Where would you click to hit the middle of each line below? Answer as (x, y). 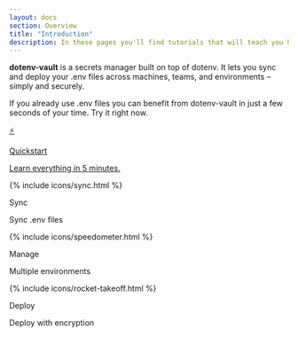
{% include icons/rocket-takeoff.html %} (83, 288)
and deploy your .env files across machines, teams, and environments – (140, 77)
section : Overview (43, 26)
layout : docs (33, 17)
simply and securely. (47, 86)
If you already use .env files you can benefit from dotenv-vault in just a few (146, 104)
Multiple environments (50, 271)
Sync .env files (36, 220)
